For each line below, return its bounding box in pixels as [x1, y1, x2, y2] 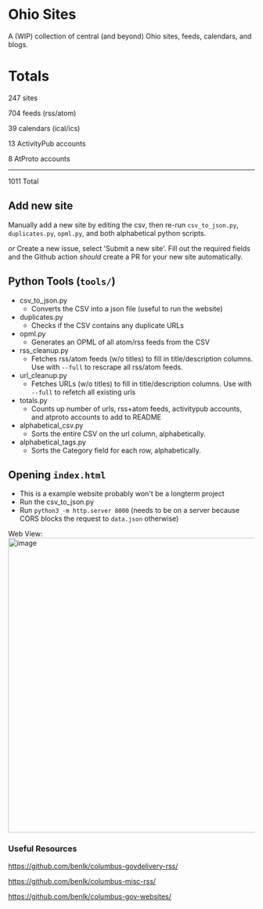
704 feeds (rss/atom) [8, 108, 77, 118]
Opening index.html [8, 468, 106, 482]
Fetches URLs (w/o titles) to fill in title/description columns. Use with [31, 379, 252, 388]
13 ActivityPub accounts [8, 139, 86, 148]
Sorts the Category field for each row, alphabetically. [31, 445, 201, 455]
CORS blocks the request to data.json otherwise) [19, 514, 179, 523]
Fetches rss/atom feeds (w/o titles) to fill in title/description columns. [31, 354, 254, 363]
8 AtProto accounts [8, 154, 70, 163]
